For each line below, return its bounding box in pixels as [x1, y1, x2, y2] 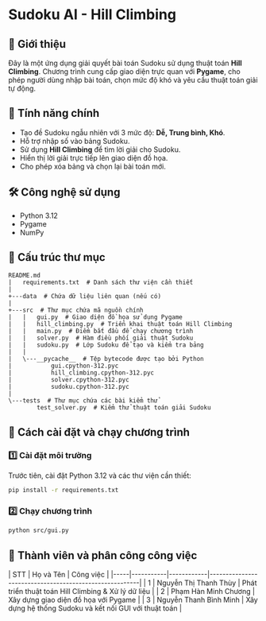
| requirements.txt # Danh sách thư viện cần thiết [8, 278, 194, 287]
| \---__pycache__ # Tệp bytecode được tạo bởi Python [8, 355, 204, 363]
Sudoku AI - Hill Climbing [8, 6, 177, 24]
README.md [8, 272, 41, 280]
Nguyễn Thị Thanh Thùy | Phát [156, 578, 257, 588]
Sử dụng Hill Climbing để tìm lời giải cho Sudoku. [19, 145, 181, 154]
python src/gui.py [8, 526, 69, 534]
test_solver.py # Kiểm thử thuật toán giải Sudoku [37, 404, 212, 412]
